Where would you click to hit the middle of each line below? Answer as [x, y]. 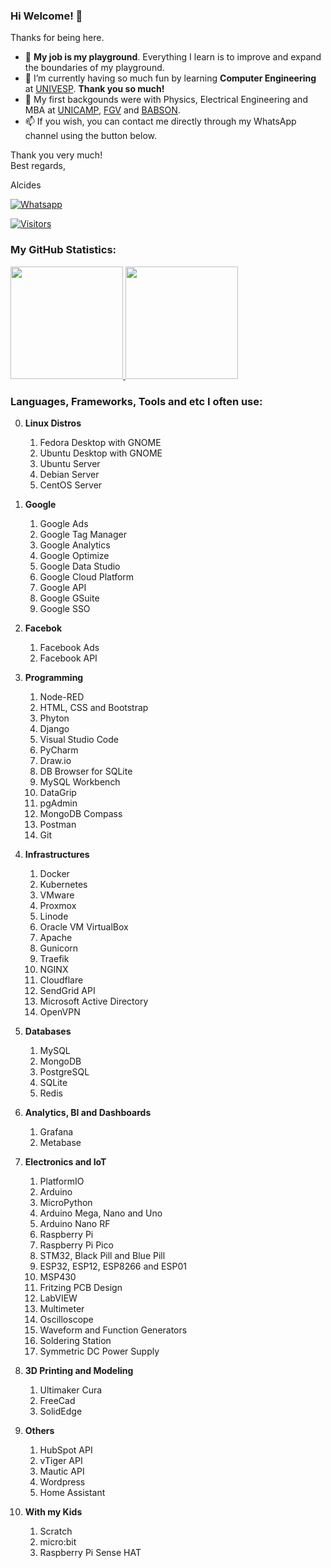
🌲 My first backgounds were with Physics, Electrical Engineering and [166, 100]
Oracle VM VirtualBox [84, 926]
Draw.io [55, 760]
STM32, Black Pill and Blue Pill [102, 1255]
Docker [54, 873]
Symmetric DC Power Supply [99, 1351]
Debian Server [69, 474]
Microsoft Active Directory [94, 1001]
